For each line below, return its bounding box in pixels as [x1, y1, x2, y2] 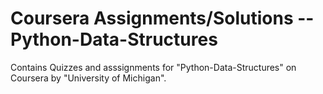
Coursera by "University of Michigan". [10, 72, 167, 84]
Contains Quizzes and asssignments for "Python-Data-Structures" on [10, 61, 297, 73]
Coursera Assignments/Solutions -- [10, 7, 315, 30]
